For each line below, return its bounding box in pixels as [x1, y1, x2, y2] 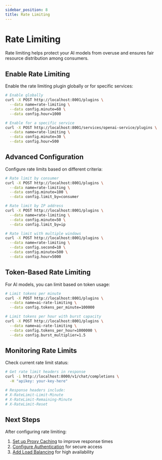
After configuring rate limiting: [5, 428, 67, 435]
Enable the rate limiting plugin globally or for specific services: [5, 83, 134, 89]
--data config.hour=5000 [9, 254, 61, 259]
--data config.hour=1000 [9, 111, 61, 116]
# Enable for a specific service [5, 120, 75, 125]
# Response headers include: [5, 387, 66, 392]
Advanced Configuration [5, 153, 84, 161]
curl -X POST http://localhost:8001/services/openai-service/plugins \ [5, 125, 157, 130]
